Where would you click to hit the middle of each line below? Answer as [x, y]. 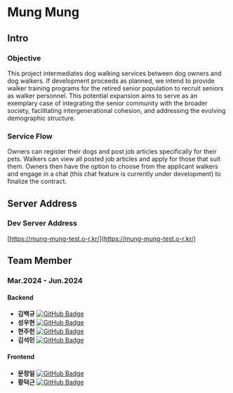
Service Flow [30, 136]
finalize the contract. [37, 181]
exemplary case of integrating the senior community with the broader [108, 103]
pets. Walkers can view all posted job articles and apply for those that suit [114, 159]
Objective [24, 58]
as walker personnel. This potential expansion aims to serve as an [102, 95]
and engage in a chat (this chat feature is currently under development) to [114, 174]
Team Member [40, 261]
